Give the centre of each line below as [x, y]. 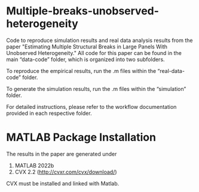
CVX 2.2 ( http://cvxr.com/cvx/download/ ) [66, 172]
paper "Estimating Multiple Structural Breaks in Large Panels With [87, 47]
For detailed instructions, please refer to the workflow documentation [91, 106]
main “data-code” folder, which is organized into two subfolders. [86, 59]
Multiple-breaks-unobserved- [83, 11]
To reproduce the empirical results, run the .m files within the [81, 71]
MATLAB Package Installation [81, 137]
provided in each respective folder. [49, 113]
